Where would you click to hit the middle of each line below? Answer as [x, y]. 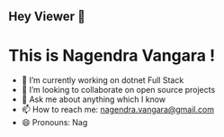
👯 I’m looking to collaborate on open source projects [118, 90]
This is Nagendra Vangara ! [112, 55]
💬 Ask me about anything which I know [94, 99]
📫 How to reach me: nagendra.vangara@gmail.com [118, 110]
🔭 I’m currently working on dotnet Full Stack [103, 80]
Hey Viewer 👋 [47, 17]
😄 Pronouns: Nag [54, 123]
